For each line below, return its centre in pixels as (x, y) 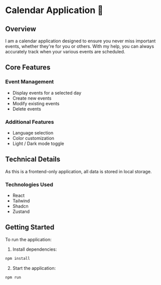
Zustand (21, 211)
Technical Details (33, 159)
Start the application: (34, 268)
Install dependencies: (35, 249)
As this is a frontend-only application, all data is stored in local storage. (78, 171)
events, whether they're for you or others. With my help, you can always (80, 46)
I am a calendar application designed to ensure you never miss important (80, 41)
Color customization (33, 138)
